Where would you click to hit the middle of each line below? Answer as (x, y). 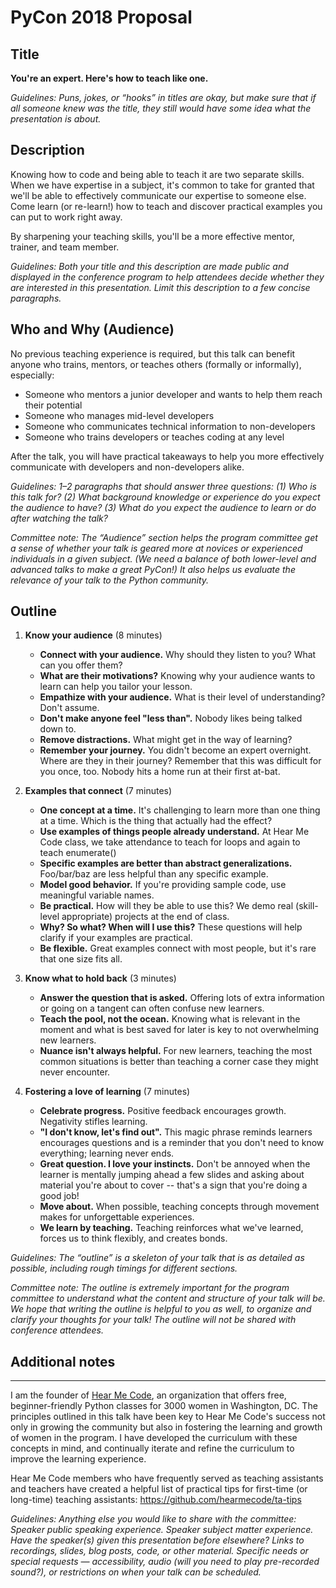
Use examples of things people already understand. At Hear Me (174, 832)
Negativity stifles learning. (93, 1122)
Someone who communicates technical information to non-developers (170, 426)
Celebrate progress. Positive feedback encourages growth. (163, 1111)
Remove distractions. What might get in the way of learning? (166, 740)
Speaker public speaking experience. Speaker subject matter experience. (162, 1530)
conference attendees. (57, 1330)
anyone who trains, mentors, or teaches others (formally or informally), (156, 364)
